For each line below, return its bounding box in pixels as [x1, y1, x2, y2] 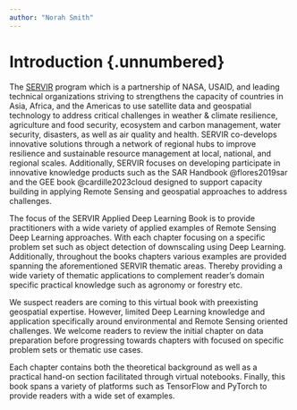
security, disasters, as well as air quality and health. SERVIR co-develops [9, 129, 277, 140]
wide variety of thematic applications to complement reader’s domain [9, 269, 265, 280]
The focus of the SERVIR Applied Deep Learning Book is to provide [9, 212, 256, 224]
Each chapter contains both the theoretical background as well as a [9, 362, 258, 372]
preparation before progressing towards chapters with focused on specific [9, 335, 284, 346]
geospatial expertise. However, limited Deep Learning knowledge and [9, 306, 266, 317]
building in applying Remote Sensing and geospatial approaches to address [9, 185, 288, 197]
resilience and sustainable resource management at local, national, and [9, 148, 271, 158]
